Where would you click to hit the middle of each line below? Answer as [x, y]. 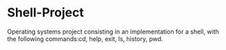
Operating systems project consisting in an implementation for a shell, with [113, 32]
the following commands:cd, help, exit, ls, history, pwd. [85, 38]
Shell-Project [45, 13]
